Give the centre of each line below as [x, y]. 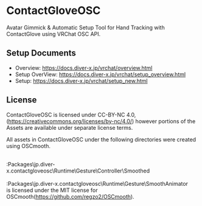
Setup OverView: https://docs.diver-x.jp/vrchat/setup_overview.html [100, 74]
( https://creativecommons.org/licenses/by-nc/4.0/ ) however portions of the [101, 121]
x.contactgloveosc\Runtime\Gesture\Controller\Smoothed [78, 171]
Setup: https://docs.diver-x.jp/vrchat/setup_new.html [81, 80]
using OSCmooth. [28, 146]
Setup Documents [41, 53]
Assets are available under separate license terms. [70, 127]
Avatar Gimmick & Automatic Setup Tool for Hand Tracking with [86, 27]
